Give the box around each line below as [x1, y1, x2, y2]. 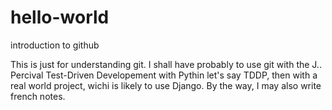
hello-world [10, 6, 110, 29]
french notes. [10, 90, 66, 102]
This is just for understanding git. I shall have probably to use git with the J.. [10, 58, 322, 70]
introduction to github [10, 39, 100, 51]
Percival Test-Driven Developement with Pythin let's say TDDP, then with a [10, 69, 318, 81]
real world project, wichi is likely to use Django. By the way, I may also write [10, 79, 322, 91]
